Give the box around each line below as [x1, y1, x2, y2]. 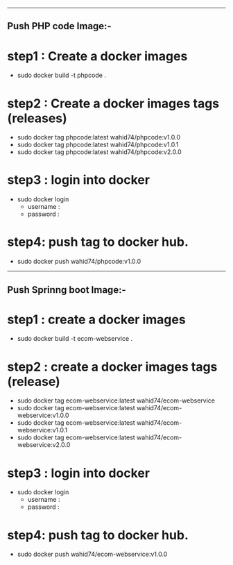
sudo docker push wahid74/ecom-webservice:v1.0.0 [17, 550, 168, 559]
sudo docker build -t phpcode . [17, 71, 106, 80]
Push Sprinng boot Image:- [7, 284, 126, 296]
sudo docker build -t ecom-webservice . [17, 335, 133, 343]
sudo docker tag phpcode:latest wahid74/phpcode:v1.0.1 [17, 140, 179, 149]
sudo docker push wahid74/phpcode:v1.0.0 [17, 258, 141, 266]
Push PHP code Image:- [7, 20, 112, 32]
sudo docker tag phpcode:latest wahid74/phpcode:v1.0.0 [17, 133, 181, 142]
